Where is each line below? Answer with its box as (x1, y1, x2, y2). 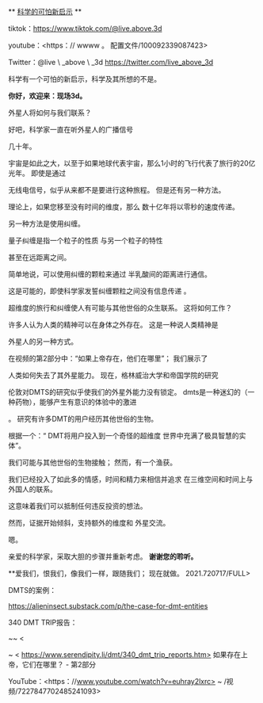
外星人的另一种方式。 (8, 337, 78, 346)
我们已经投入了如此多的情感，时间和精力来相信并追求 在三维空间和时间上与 (8, 475, 253, 483)
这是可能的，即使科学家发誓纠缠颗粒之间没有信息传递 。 (8, 286, 191, 296)
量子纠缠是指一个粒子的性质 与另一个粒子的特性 (8, 236, 163, 245)
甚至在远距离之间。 (8, 253, 71, 262)
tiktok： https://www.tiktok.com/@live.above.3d (8, 24, 162, 33)
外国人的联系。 (8, 484, 57, 494)
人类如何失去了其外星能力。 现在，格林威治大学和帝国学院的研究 (8, 371, 219, 380)
